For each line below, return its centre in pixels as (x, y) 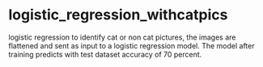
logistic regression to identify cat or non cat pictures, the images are (122, 37)
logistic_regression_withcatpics (118, 15)
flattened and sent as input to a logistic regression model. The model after (131, 45)
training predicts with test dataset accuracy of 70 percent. (105, 54)
